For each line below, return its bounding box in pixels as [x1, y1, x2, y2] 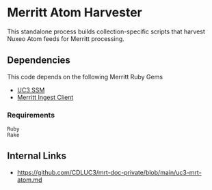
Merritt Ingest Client [16, 93, 74, 101]
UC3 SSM [16, 85, 45, 94]
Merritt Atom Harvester [7, 5, 142, 21]
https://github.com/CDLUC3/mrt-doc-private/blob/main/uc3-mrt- [16, 168, 202, 176]
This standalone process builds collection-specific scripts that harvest [7, 27, 205, 36]
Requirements [7, 110, 55, 120]
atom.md [16, 176, 42, 184]
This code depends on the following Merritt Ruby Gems [7, 72, 163, 81]
